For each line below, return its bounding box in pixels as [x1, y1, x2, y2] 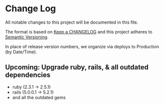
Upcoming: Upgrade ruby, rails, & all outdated [5, 63, 149, 71]
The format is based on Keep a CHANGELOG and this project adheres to [5, 29, 153, 35]
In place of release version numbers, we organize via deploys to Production [5, 43, 160, 49]
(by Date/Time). [5, 49, 37, 55]
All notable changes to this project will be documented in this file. [5, 19, 139, 25]
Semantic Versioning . [5, 34, 49, 40]
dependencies [5, 71, 51, 79]
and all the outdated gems [12, 94, 66, 100]
